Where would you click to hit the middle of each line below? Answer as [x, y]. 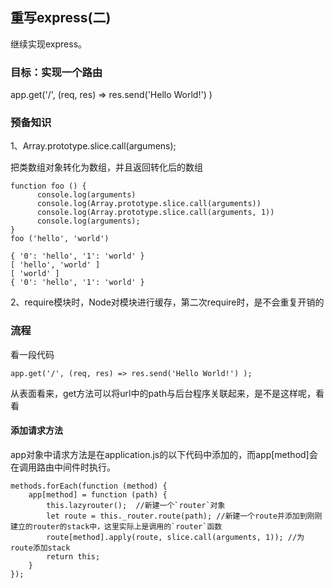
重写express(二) [61, 18]
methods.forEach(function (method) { [89, 486]
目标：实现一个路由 [56, 72]
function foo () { [48, 186]
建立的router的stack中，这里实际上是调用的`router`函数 [116, 526]
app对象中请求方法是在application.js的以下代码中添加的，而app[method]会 [164, 454]
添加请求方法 [36, 430]
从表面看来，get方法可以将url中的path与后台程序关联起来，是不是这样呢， [163, 393]
